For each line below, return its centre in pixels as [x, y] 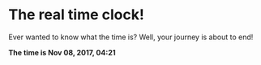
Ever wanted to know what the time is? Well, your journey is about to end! [131, 37]
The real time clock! [76, 15]
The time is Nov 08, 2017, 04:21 [62, 52]
